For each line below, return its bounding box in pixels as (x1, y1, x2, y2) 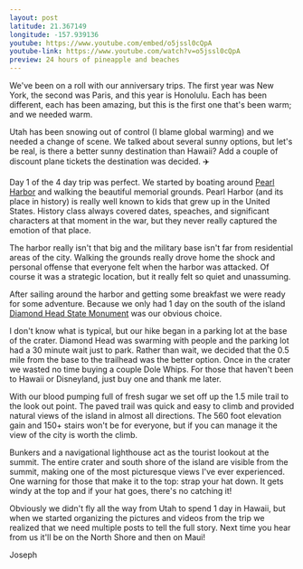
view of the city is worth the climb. (9, 430, 138, 440)
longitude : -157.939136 (9, 30, 99, 39)
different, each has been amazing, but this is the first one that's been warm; (9, 100, 292, 109)
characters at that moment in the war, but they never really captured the (9, 215, 278, 226)
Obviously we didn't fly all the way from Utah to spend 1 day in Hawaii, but (9, 503, 286, 514)
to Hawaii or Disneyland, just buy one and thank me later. (9, 374, 222, 384)
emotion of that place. (9, 225, 92, 235)
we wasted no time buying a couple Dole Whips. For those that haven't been (9, 364, 294, 375)
